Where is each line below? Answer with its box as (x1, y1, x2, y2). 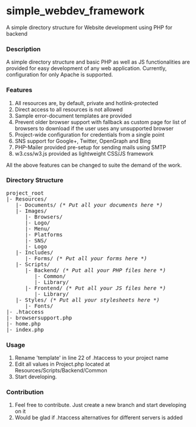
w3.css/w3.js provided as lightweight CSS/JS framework (14, 150, 154, 157)
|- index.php (6, 326, 45, 333)
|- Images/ (15, 207, 48, 214)
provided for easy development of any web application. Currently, (6, 65, 167, 72)
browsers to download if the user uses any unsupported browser (14, 125, 174, 132)
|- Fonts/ (24, 302, 53, 309)
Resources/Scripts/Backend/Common (14, 367, 108, 374)
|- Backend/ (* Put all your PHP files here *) (24, 267, 166, 274)
